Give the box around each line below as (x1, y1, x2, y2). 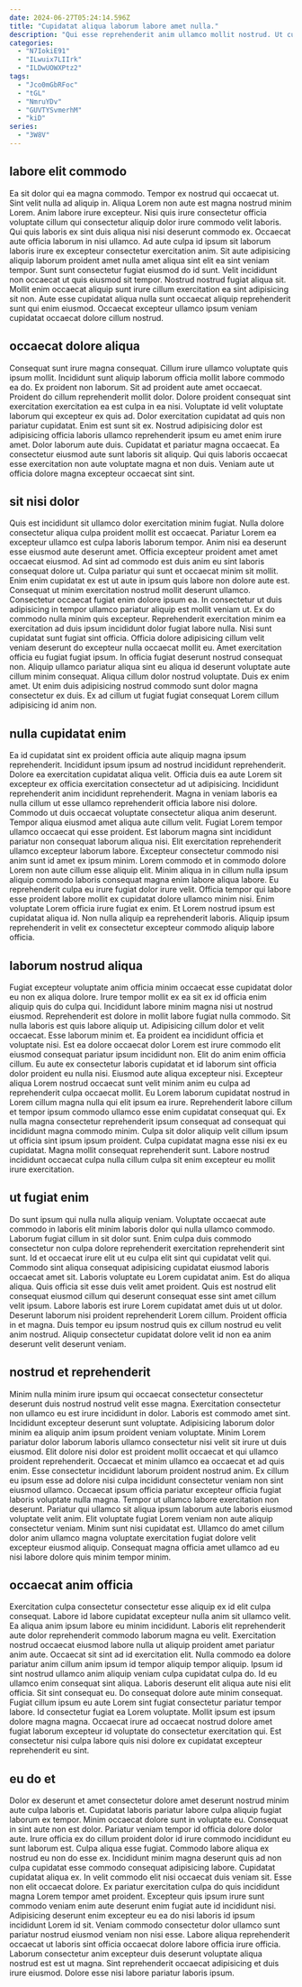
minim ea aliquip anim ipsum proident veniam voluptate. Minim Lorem (9, 1426, 266, 1438)
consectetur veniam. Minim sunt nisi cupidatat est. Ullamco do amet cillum (9, 1523, 285, 1534)
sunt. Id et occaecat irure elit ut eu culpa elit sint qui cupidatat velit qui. (9, 1252, 271, 1263)
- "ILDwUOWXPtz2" (17, 64, 83, 73)
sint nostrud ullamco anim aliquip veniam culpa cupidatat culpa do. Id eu (9, 1669, 278, 1680)
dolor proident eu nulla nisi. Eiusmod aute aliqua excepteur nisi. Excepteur (9, 1067, 283, 1078)
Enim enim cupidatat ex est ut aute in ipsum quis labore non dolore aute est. (9, 575, 290, 586)
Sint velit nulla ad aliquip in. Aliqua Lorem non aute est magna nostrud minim (9, 197, 292, 208)
